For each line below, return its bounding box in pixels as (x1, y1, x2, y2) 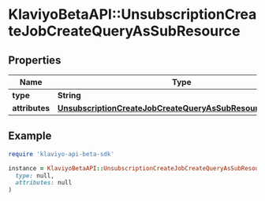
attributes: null (15, 179, 73, 187)
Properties (8, 53, 62, 67)
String (58, 90, 81, 100)
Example (8, 130, 52, 143)
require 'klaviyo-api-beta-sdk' (8, 150, 114, 158)
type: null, (15, 171, 55, 180)
